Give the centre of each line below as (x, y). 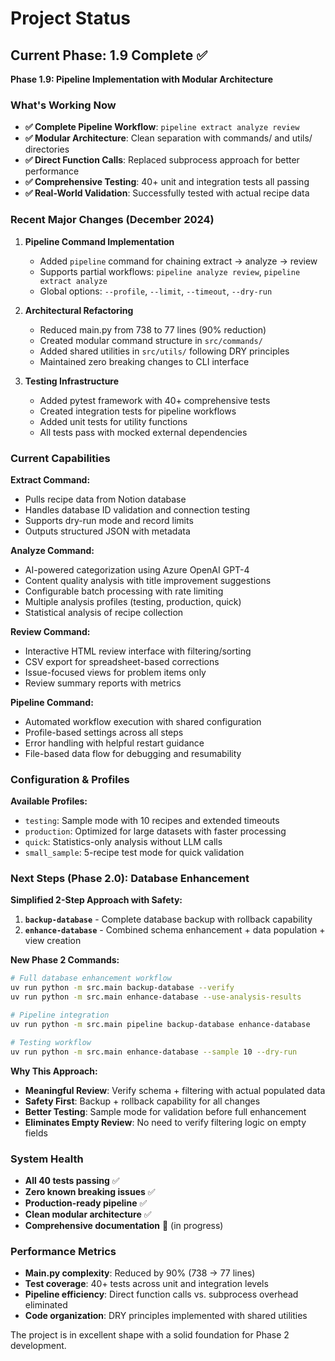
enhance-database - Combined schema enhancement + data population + (175, 930)
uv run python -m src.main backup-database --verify (122, 988)
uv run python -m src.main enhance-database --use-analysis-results (156, 997)
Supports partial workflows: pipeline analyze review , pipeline (170, 271)
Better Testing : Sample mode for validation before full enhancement (165, 1111)
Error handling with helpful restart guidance (114, 743)
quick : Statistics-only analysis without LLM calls (123, 842)
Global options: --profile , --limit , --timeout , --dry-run (156, 291)
